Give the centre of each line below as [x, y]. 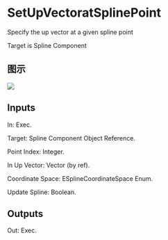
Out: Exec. [22, 230]
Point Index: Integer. [36, 152]
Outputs [25, 214]
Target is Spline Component [47, 45]
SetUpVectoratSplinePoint [84, 13]
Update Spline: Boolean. [42, 192]
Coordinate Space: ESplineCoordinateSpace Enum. [80, 178]
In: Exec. [19, 125]
